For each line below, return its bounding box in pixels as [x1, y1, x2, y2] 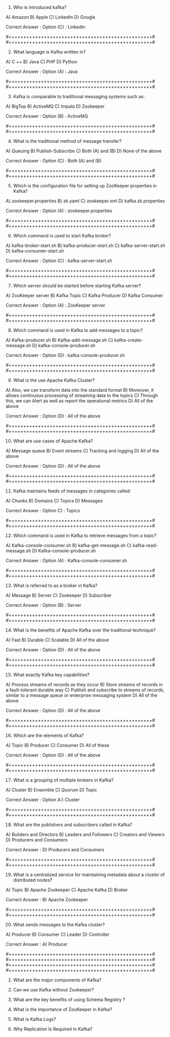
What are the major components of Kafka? [13, 977, 102, 983]
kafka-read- [133, 543, 158, 548]
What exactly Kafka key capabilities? [13, 672, 90, 678]
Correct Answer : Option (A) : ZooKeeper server [6, 302, 106, 308]
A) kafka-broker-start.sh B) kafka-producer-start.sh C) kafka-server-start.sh [6, 242, 166, 248]
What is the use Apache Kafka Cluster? [13, 377, 95, 383]
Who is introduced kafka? [13, 5, 67, 10]
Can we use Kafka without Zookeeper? [13, 987, 94, 992]
